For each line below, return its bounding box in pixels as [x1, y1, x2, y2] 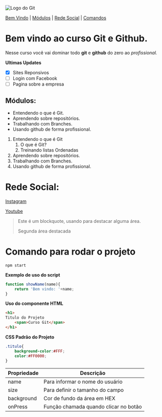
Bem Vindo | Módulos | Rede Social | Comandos [5, 15, 106, 20]
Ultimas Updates [5, 59, 42, 66]
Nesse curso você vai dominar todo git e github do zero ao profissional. [5, 49, 157, 56]
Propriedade [8, 369, 39, 377]
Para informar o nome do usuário [43, 378, 123, 385]
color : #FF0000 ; [14, 353, 47, 359]
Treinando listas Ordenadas [20, 147, 79, 153]
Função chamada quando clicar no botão [43, 403, 142, 410]
